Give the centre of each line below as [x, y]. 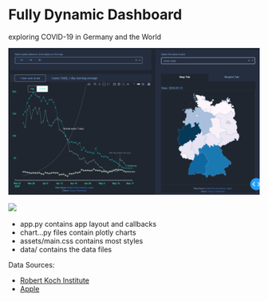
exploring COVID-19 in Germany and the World [85, 37]
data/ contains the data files [66, 250]
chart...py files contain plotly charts [78, 232]
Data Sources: [32, 265]
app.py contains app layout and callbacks [88, 224]
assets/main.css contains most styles [81, 241]
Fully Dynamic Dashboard [95, 15]
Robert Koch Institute [55, 280]
